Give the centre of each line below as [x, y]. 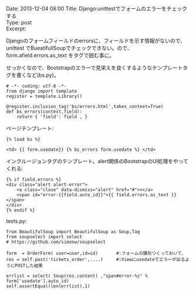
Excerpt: [16, 29]
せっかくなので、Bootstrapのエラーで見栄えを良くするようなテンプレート [95, 68]
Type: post [19, 22]
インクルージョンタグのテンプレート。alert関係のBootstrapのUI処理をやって [97, 161]
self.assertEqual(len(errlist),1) [48, 286]
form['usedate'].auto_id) [37, 281]
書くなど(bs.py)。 [38, 75]
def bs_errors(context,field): [44, 112]
